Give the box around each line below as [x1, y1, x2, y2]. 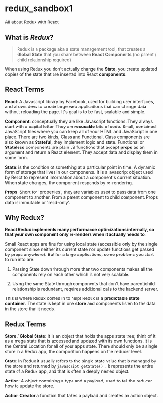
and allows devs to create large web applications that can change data [5, 104, 147, 109]
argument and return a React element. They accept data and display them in [5, 149, 158, 155]
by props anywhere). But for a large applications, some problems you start [5, 252, 154, 257]
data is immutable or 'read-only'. [5, 199, 71, 205]
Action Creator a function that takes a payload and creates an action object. [5, 393, 158, 399]
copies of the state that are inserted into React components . [5, 71, 127, 77]
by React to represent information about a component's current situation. [5, 174, 152, 180]
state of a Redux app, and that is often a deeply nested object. [5, 368, 130, 374]
